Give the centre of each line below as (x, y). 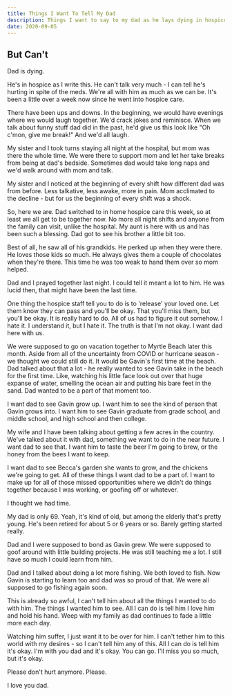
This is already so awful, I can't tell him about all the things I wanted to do (112, 601)
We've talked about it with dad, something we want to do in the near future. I (116, 440)
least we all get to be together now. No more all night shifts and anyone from (116, 220)
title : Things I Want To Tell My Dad (61, 14)
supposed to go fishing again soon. (57, 588)
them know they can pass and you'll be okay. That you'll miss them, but (109, 311)
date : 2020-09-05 (32, 26)
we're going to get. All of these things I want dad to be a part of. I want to (111, 475)
